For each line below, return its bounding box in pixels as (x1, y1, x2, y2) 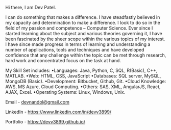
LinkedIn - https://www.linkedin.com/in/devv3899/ (5, 109, 112, 115)
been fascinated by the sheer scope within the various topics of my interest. (5, 36, 165, 42)
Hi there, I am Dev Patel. (5, 5, 56, 10)
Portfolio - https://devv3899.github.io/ (5, 119, 86, 124)
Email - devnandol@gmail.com (5, 99, 70, 105)
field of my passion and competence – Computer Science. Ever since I (5, 25, 153, 31)
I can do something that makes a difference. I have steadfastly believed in (5, 14, 160, 20)
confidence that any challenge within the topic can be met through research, (5, 52, 166, 58)
